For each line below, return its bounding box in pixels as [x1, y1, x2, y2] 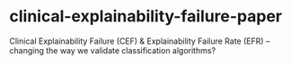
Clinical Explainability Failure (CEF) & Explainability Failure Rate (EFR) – [9, 36, 270, 46]
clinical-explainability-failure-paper [9, 6, 283, 27]
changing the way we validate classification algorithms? [9, 45, 216, 55]
